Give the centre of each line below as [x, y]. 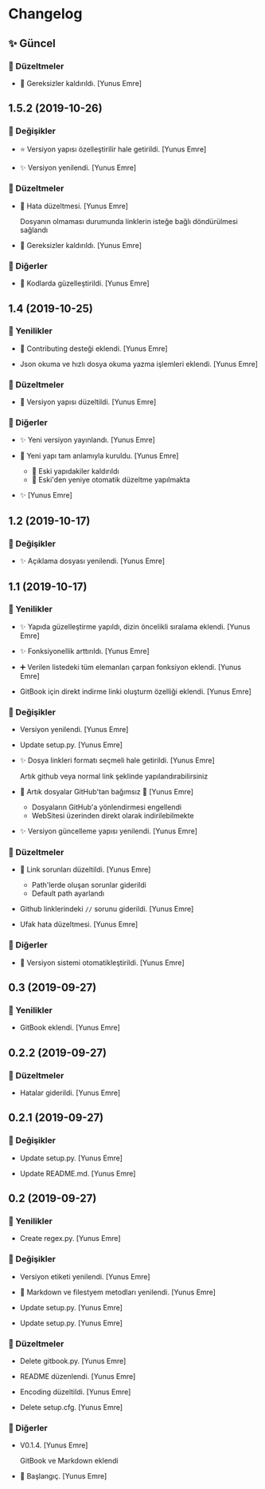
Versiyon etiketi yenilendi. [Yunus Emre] [85, 1276]
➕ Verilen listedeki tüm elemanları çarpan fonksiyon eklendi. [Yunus [130, 667]
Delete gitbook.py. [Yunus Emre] [73, 1361]
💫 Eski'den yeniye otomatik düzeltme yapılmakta [111, 480]
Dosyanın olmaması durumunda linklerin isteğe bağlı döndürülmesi [129, 221]
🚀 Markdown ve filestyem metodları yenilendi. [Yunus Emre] [118, 1292]
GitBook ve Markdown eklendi [69, 1461]
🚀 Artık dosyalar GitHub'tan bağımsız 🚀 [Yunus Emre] [106, 792]
